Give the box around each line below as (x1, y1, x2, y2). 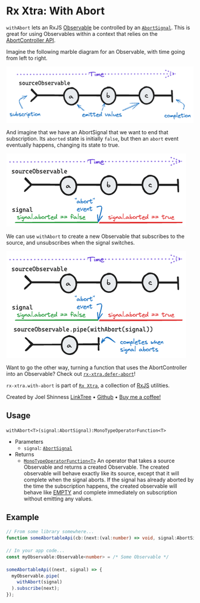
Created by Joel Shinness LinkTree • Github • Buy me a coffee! (6, 393, 161, 400)
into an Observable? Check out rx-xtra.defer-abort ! (6, 370, 136, 377)
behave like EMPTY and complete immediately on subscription (23, 488, 177, 496)
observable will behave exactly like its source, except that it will (23, 469, 180, 477)
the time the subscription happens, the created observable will (23, 482, 177, 490)
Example (6, 512, 39, 522)
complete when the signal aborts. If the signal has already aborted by (23, 476, 194, 483)
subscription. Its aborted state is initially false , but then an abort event (6, 135, 179, 142)
